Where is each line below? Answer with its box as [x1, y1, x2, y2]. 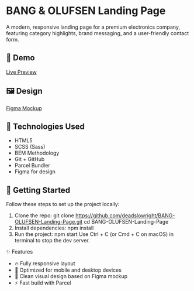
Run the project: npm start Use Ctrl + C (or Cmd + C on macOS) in [14, 231, 174, 238]
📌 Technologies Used [6, 121, 85, 131]
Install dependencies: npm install [14, 224, 94, 232]
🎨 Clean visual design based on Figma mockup [14, 273, 128, 280]
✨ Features [6, 248, 33, 255]
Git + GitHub [14, 156, 45, 163]
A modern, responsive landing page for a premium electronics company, [6, 23, 180, 30]
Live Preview [6, 69, 37, 76]
